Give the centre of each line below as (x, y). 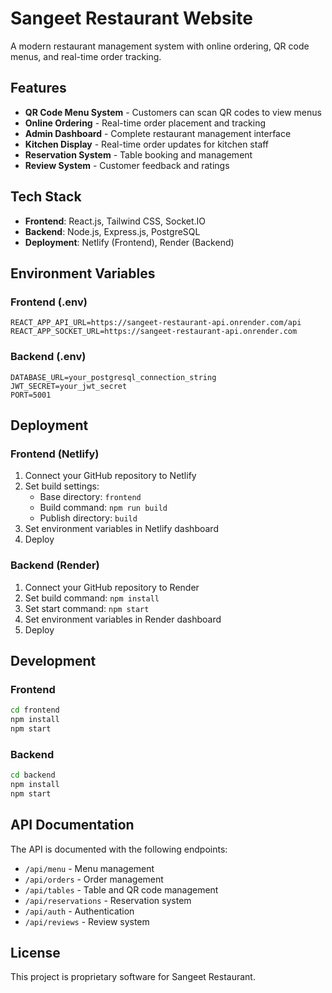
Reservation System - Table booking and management (138, 154)
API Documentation (72, 825)
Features (38, 88)
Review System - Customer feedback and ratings (127, 165)
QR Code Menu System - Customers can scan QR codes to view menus (173, 112)
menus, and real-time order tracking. (86, 56)
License (35, 952)
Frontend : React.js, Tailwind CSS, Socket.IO (115, 221)
